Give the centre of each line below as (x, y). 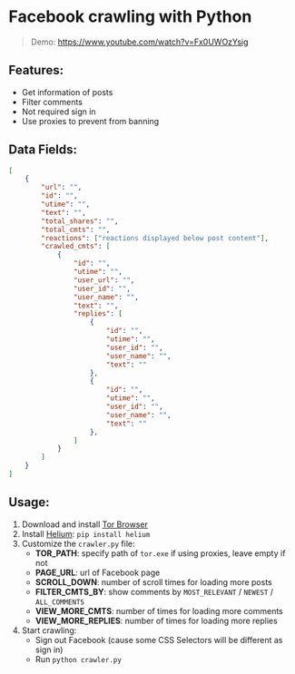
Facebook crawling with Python (130, 17)
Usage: (29, 502)
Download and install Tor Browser (85, 524)
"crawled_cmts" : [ (76, 247)
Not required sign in (59, 112)
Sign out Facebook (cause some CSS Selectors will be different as (159, 640)
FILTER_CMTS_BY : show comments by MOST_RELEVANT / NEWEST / (154, 591)
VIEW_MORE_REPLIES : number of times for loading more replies (156, 620)
